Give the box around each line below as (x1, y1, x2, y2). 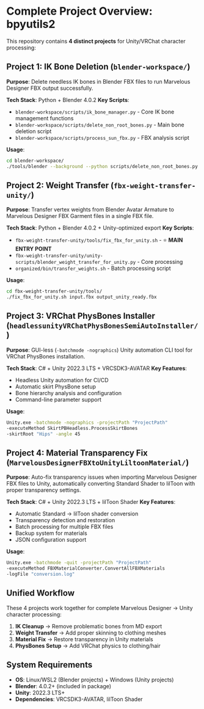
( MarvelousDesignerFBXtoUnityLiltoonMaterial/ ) (6, 457, 189, 468)
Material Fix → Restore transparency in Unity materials (15, 635, 154, 642)
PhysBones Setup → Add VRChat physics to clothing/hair (15, 642, 161, 649)
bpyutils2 (6, 17, 56, 31)
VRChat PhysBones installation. (6, 352, 86, 360)
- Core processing (137, 258, 183, 266)
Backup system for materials (15, 529, 87, 537)
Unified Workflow (6, 588, 75, 598)
